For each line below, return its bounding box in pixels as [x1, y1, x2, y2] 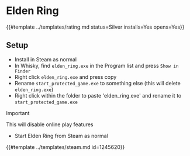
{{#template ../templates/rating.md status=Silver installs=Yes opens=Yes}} [6, 23, 185, 30]
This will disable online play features [6, 121, 94, 128]
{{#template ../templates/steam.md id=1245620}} [6, 143, 125, 150]
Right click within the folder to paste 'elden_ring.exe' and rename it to [14, 92, 182, 99]
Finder [14, 68, 31, 74]
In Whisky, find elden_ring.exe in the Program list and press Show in [14, 62, 179, 69]
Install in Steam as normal [14, 56, 77, 63]
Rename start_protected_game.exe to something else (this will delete [14, 79, 181, 86]
